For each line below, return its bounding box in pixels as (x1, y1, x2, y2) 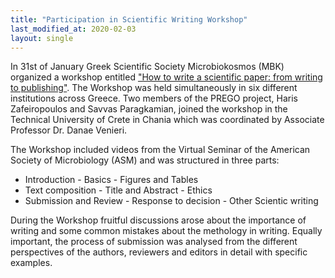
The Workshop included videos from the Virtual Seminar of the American (10, 144, 311, 156)
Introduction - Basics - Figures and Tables (24, 174, 199, 186)
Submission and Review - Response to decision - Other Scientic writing (24, 195, 319, 207)
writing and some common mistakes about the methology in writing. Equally (10, 225, 323, 237)
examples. (10, 257, 53, 269)
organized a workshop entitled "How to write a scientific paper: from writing (10, 71, 323, 83)
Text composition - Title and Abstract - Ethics (24, 184, 213, 196)
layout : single (10, 33, 74, 43)
